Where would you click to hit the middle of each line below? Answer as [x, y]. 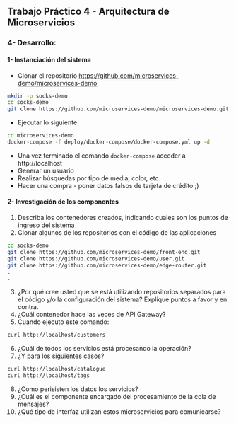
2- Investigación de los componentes [63, 202]
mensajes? [33, 404]
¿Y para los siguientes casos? [61, 356]
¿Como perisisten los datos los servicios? [78, 389]
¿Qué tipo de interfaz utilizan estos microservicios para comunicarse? [119, 411]
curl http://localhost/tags [49, 376]
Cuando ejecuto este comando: [63, 322]
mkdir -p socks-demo [38, 96]
